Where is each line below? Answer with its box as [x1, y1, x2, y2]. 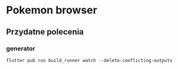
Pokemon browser [6, 4, 97, 17]
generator [6, 44, 35, 53]
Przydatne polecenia [6, 27, 84, 37]
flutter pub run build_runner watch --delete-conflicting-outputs [6, 57, 173, 63]
